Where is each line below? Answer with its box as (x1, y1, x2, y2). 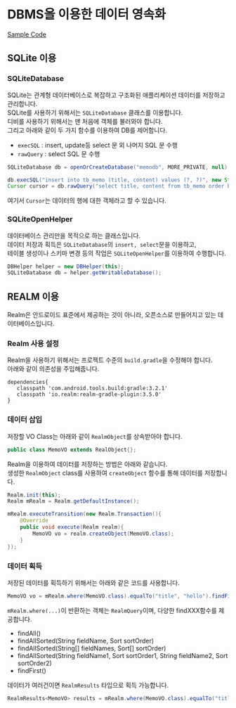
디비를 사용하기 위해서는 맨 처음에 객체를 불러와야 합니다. (7, 117, 163, 125)
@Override (20, 517, 49, 524)
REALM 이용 (7, 290, 60, 302)
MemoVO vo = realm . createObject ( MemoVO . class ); (32, 530, 174, 537)
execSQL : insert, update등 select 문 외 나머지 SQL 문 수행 (17, 141, 178, 149)
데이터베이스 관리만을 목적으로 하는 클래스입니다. (7, 231, 141, 240)
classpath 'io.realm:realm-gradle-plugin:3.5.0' (16, 391, 162, 398)
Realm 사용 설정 (7, 339, 60, 349)
